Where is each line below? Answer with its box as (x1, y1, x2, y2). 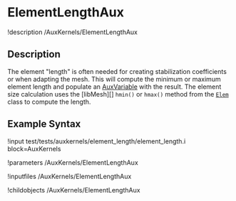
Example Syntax (7, 118, 81, 130)
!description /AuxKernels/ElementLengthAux (7, 28, 138, 36)
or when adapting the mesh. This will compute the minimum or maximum (7, 75, 221, 83)
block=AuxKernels (7, 144, 61, 153)
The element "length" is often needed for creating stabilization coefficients (7, 67, 227, 75)
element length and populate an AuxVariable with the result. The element (7, 82, 222, 91)
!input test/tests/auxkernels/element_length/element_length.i (7, 136, 186, 146)
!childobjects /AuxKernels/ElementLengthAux (7, 185, 140, 194)
